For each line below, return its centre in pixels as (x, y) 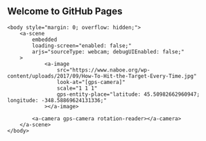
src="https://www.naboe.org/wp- (103, 70)
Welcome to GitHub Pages (65, 11)
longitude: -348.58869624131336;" (57, 100)
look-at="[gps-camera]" (91, 82)
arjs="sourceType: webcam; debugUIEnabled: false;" (109, 51)
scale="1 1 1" (77, 88)
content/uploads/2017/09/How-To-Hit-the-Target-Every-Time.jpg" (102, 76)
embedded (45, 40)
